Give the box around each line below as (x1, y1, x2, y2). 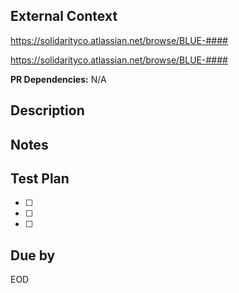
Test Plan (10, 170, 70, 187)
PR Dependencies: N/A (10, 73, 107, 85)
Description (10, 102, 85, 119)
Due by (10, 247, 56, 264)
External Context (10, 8, 118, 25)
